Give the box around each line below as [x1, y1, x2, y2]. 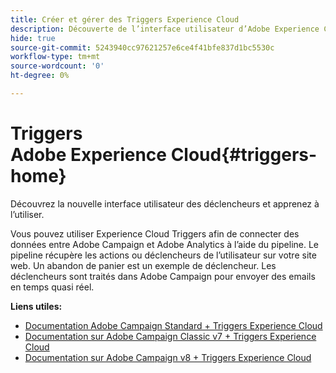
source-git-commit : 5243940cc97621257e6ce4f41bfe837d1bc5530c [10, 42, 275, 53]
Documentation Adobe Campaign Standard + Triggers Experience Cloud [24, 319, 323, 331]
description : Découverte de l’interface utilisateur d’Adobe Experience [10, 24, 320, 34]
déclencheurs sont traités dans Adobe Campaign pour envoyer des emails [10, 270, 316, 282]
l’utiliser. [10, 208, 45, 220]
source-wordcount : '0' [10, 61, 105, 71]
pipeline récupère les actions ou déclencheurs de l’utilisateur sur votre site [10, 249, 317, 261]
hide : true [10, 33, 56, 43]
